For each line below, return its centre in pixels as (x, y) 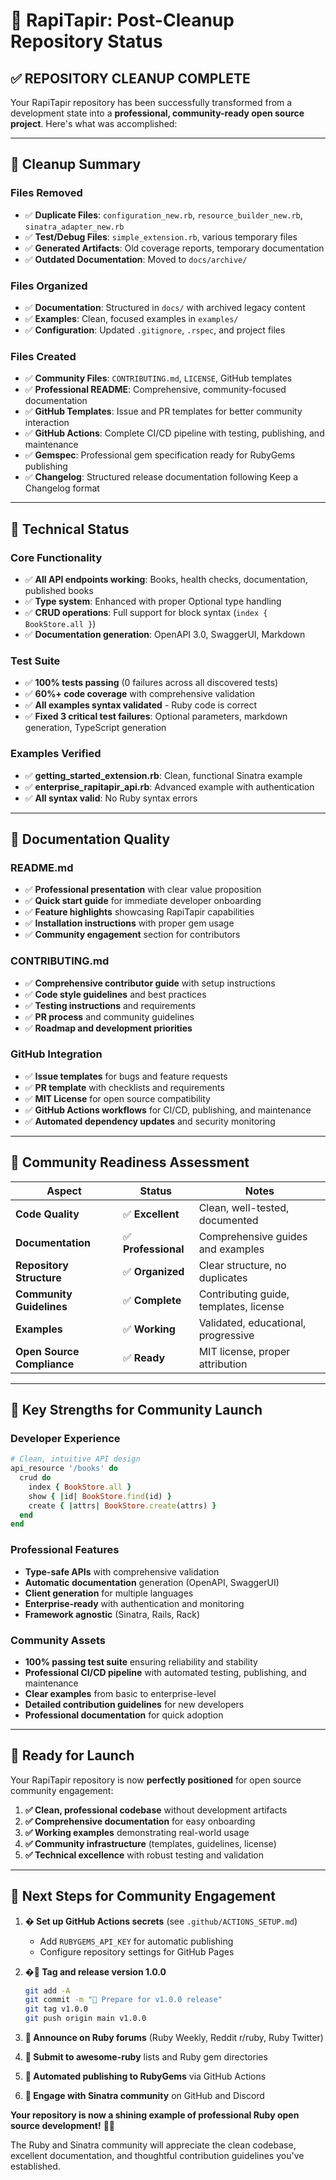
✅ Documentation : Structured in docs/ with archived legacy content (165, 307)
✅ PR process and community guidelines (109, 1016)
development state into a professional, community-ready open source (157, 113)
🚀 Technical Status (70, 529)
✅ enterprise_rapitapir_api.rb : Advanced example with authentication (169, 786)
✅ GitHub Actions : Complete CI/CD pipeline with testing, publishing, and (174, 433)
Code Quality (47, 1214)
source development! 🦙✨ (62, 2126)
